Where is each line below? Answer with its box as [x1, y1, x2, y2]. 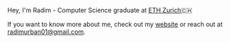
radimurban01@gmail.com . [7, 27, 86, 36]
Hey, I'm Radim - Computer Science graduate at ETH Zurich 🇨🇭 [7, 6, 192, 14]
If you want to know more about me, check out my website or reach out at [7, 20, 223, 28]
